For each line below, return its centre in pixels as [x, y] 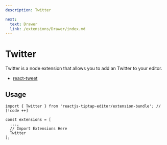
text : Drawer [24, 24]
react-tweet [25, 78]
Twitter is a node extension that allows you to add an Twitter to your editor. [84, 68]
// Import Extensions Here [39, 129]
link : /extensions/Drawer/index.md [48, 29]
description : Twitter [28, 10]
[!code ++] [17, 111]
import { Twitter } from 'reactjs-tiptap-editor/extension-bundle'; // [83, 106]
